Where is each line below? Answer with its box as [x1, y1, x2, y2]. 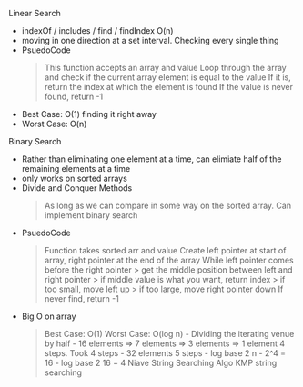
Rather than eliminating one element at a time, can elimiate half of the [21, 154, 282, 164]
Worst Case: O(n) [21, 118, 87, 129]
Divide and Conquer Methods [21, 183, 133, 193]
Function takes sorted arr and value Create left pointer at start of [44, 245, 287, 255]
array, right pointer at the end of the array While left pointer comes [44, 254, 294, 265]
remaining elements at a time [21, 164, 131, 174]
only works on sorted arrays [21, 173, 128, 184]
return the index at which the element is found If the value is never [44, 82, 293, 92]
